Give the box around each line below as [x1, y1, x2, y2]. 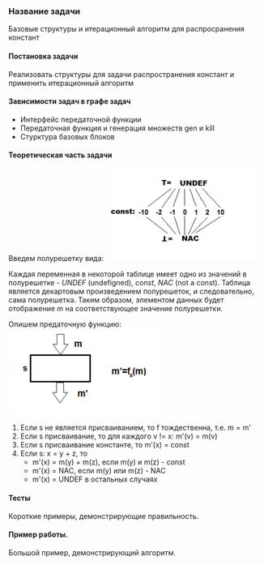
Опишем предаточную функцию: [8, 319, 121, 329]
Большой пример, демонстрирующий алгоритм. [8, 547, 177, 557]
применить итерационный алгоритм [8, 78, 134, 88]
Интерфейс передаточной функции [19, 114, 142, 124]
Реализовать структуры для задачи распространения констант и [8, 69, 235, 79]
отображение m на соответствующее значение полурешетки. [8, 304, 224, 314]
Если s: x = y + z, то [19, 448, 88, 459]
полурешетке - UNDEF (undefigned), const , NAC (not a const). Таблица [8, 278, 251, 288]
